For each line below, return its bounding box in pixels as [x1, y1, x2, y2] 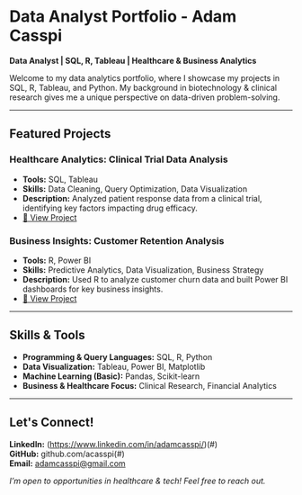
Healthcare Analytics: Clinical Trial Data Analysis [9, 153, 228, 166]
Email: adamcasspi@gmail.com [9, 457, 126, 469]
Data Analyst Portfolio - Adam [9, 6, 237, 27]
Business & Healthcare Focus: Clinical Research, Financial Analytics [22, 380, 277, 391]
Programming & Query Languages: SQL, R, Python [22, 351, 213, 362]
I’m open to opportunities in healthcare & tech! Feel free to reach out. [9, 475, 266, 486]
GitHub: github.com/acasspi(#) [9, 448, 126, 459]
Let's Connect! [9, 415, 94, 430]
